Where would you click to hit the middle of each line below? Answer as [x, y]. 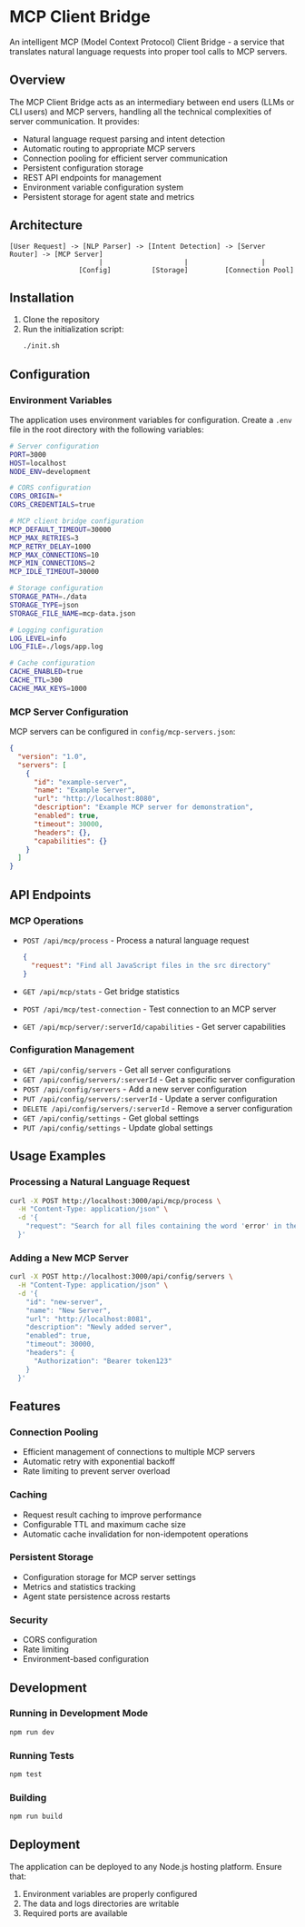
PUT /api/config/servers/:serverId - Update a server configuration [150, 1098]
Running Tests [42, 1755]
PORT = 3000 [28, 455]
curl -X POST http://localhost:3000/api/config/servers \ [121, 1277]
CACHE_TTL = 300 [36, 680]
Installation [42, 297]
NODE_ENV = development [50, 471]
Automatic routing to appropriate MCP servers [109, 148]
